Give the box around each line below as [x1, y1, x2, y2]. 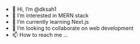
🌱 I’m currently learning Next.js [11, 18, 89, 25]
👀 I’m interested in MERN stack [11, 12, 89, 19]
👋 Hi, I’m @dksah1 [11, 6, 57, 12]
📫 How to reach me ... [11, 32, 68, 38]
